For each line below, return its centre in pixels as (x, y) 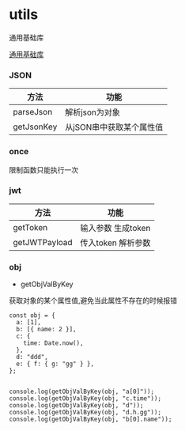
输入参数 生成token (115, 228)
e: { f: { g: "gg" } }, (55, 364)
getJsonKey (35, 127)
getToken (30, 227)
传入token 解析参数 (115, 243)
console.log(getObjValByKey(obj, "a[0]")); (82, 392)
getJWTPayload (43, 242)
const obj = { (32, 316)
